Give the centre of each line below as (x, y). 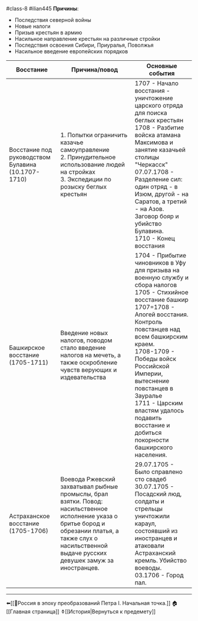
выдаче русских (84, 553)
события (162, 73)
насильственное (84, 509)
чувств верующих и (89, 370)
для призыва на (157, 270)
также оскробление (89, 362)
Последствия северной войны (53, 20)
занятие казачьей (160, 150)
